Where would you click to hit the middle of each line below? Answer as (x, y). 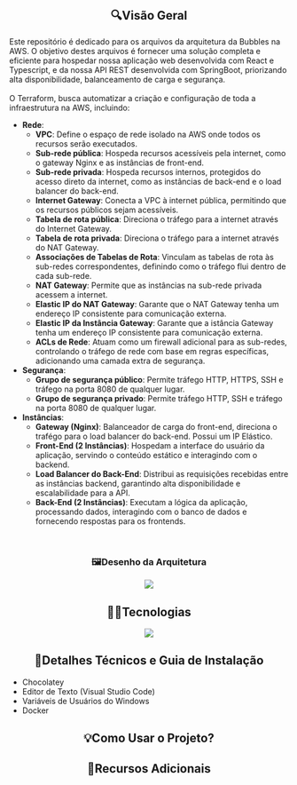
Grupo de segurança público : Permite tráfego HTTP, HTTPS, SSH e (159, 379)
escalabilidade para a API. (83, 493)
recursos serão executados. (86, 143)
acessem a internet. (71, 294)
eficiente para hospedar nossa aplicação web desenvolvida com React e (142, 60)
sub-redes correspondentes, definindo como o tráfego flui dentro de (160, 266)
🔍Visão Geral (149, 16)
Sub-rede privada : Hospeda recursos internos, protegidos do (148, 171)
